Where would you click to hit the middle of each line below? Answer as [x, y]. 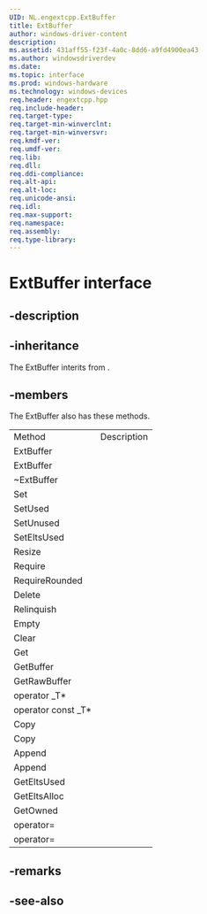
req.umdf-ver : [35, 149]
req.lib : [25, 157]
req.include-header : [47, 108]
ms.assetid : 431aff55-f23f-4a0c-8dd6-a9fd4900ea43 [104, 50]
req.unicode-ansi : [43, 199]
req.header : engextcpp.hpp [59, 100]
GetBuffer [34, 667]
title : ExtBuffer [41, 26]
